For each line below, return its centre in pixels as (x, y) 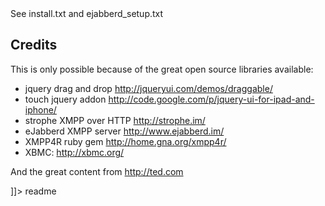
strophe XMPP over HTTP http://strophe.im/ (115, 120)
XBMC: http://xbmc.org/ (74, 152)
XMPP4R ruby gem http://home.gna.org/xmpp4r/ (125, 141)
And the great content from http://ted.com (97, 171)
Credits (34, 45)
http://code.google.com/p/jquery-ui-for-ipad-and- (211, 99)
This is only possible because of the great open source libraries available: (162, 69)
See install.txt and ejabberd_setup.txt (87, 13)
